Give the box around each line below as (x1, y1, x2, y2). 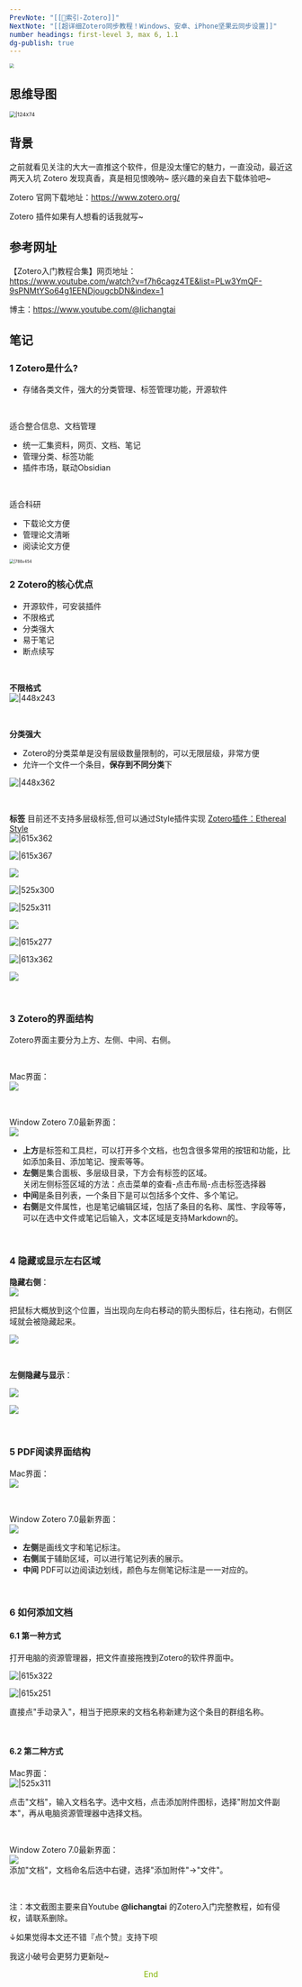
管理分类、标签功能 (22, 451, 94, 462)
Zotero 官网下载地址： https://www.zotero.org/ (9, 191, 181, 203)
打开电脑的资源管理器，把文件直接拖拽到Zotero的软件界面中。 (9, 1652, 239, 1663)
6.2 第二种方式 (9, 1745, 64, 1757)
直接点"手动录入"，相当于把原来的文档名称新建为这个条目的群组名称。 (9, 1706, 270, 1717)
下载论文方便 (22, 518, 70, 529)
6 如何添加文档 (9, 1606, 74, 1618)
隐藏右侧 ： (9, 1277, 49, 1288)
